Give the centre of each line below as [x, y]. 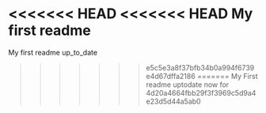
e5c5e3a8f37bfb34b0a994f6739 [200, 67]
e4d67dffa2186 [171, 76]
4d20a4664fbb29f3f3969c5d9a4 [201, 92]
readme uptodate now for [188, 85]
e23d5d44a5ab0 [173, 101]
